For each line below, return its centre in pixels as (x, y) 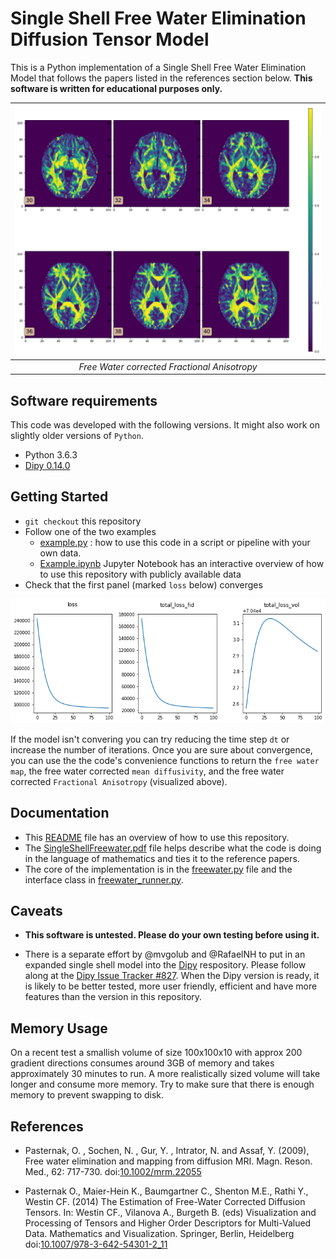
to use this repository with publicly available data (140, 574)
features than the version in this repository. (113, 997)
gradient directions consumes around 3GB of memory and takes (142, 1063)
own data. (60, 553)
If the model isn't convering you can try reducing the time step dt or (150, 739)
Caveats (36, 910)
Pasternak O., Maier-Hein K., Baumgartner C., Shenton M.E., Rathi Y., (166, 1191)
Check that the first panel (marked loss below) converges (143, 584)
